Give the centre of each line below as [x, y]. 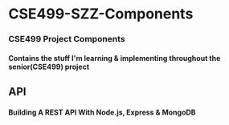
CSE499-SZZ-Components [101, 14]
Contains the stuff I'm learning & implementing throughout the [115, 58]
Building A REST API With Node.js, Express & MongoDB [102, 112]
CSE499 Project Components [67, 39]
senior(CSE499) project [49, 67]
